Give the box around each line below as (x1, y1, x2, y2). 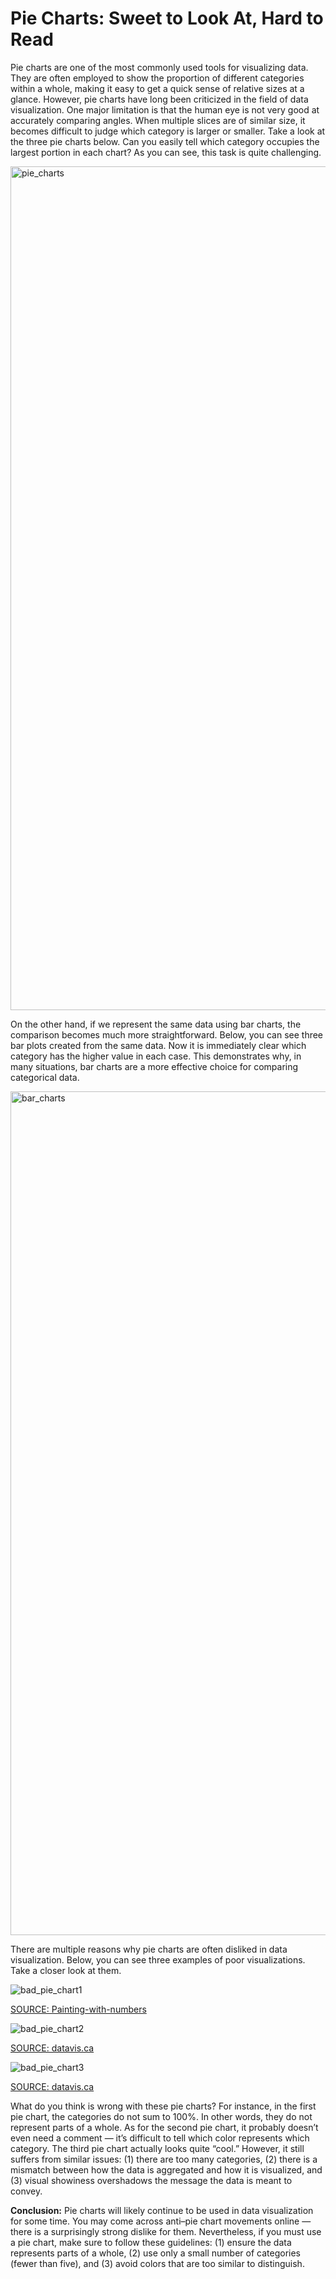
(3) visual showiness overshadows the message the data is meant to (10, 2174, 293, 2186)
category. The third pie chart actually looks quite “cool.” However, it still (10, 2142, 305, 2154)
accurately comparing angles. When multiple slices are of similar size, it (10, 114, 306, 126)
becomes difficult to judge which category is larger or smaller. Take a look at (10, 125, 326, 137)
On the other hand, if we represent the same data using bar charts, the (10, 1018, 302, 1030)
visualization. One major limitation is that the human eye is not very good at (10, 103, 320, 116)
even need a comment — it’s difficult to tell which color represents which (10, 2132, 310, 2144)
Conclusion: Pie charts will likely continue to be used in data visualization (10, 2204, 314, 2216)
